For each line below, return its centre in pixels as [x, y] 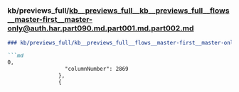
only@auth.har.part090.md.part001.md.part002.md [101, 28]
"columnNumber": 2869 [97, 69]
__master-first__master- [50, 19]
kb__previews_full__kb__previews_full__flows [149, 11]
